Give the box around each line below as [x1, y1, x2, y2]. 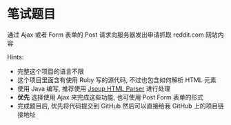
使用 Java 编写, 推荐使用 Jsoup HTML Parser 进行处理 [17, 84, 171, 93]
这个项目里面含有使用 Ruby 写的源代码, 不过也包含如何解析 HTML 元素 [17, 75, 217, 84]
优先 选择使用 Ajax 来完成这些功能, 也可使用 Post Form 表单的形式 [17, 93, 204, 101]
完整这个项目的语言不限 [17, 67, 84, 75]
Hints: [7, 52, 24, 61]
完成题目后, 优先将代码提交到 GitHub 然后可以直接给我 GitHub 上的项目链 [17, 102, 224, 110]
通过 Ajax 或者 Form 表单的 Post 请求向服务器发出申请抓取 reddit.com [7, 30, 205, 39]
